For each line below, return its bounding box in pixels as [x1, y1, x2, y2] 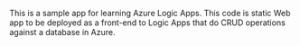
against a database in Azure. [9, 27, 116, 37]
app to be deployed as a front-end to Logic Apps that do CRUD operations [9, 17, 286, 28]
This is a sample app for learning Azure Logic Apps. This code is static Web [9, 8, 291, 18]
